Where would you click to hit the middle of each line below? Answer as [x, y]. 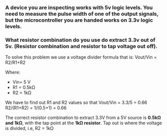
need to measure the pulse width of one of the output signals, [82, 14]
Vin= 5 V [22, 82]
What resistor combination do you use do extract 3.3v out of [80, 40]
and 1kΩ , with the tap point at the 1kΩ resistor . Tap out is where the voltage [84, 123]
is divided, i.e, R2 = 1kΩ [29, 128]
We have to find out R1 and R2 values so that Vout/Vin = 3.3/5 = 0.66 [76, 103]
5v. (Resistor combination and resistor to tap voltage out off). [81, 46]
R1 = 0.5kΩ [24, 88]
